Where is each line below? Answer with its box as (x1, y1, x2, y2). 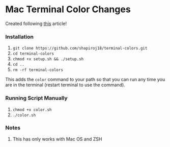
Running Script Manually (5, 94, 68, 102)
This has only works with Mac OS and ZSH (12, 136, 102, 142)
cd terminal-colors (12, 51, 54, 57)
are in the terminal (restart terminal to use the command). (5, 82, 126, 88)
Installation (5, 33, 34, 40)
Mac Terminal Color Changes (5, 4, 131, 15)
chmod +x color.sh (12, 107, 52, 112)
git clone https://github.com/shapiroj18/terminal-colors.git (12, 46, 148, 51)
